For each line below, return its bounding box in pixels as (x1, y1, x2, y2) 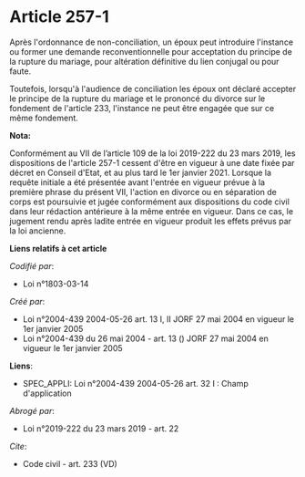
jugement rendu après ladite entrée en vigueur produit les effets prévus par (9, 215, 292, 226)
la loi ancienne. (9, 225, 66, 236)
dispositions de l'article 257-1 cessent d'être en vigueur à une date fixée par (9, 157, 295, 168)
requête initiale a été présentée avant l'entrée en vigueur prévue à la (9, 176, 266, 188)
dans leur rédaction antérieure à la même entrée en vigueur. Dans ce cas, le (9, 205, 294, 216)
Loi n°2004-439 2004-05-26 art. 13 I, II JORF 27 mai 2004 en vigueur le (22, 313, 295, 325)
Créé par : (9, 296, 46, 306)
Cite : (9, 441, 27, 451)
